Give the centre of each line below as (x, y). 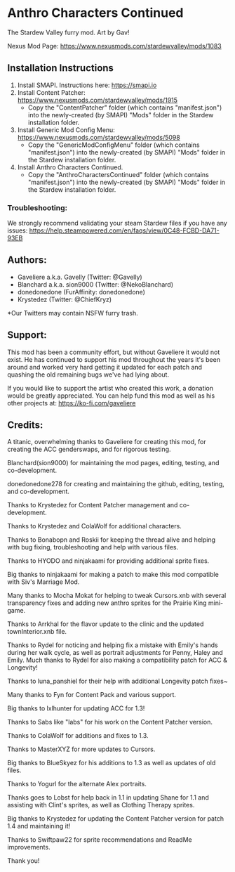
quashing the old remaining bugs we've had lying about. (88, 375)
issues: (18, 230)
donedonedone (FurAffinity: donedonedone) (81, 292)
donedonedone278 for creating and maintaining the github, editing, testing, (116, 484)
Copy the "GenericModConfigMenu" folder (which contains (114, 145)
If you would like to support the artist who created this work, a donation (110, 388)
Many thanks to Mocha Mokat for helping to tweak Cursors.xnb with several (117, 596)
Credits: (25, 425)
